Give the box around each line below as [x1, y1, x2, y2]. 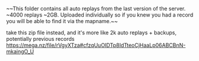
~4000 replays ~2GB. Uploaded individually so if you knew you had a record [6, 11, 194, 18]
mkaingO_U [6, 48, 34, 55]
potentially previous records [6, 36, 75, 42]
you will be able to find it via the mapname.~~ [6, 18, 118, 24]
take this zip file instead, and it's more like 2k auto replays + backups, [6, 29, 177, 36]
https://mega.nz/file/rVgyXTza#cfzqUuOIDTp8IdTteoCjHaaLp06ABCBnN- [6, 41, 186, 49]
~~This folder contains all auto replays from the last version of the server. [6, 5, 186, 12]
